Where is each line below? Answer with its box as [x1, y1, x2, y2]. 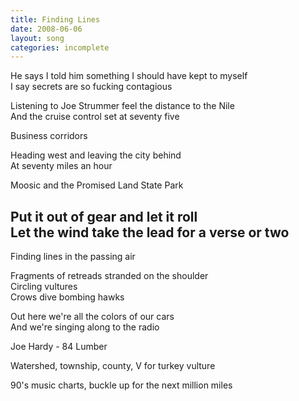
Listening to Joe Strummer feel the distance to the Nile [10, 100, 235, 112]
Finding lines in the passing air [10, 251, 136, 263]
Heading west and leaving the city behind [10, 149, 182, 161]
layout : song [10, 33, 65, 43]
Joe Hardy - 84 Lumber [10, 341, 108, 353]
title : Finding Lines [10, 14, 101, 25]
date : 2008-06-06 [10, 24, 83, 34]
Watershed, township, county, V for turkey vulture [10, 360, 216, 372]
